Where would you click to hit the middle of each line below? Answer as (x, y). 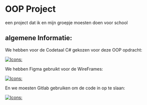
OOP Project (30, 9)
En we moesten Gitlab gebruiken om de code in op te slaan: (65, 88)
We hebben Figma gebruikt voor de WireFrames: (54, 69)
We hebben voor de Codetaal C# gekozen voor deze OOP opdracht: (74, 50)
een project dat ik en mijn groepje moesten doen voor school (67, 23)
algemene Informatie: (39, 38)
